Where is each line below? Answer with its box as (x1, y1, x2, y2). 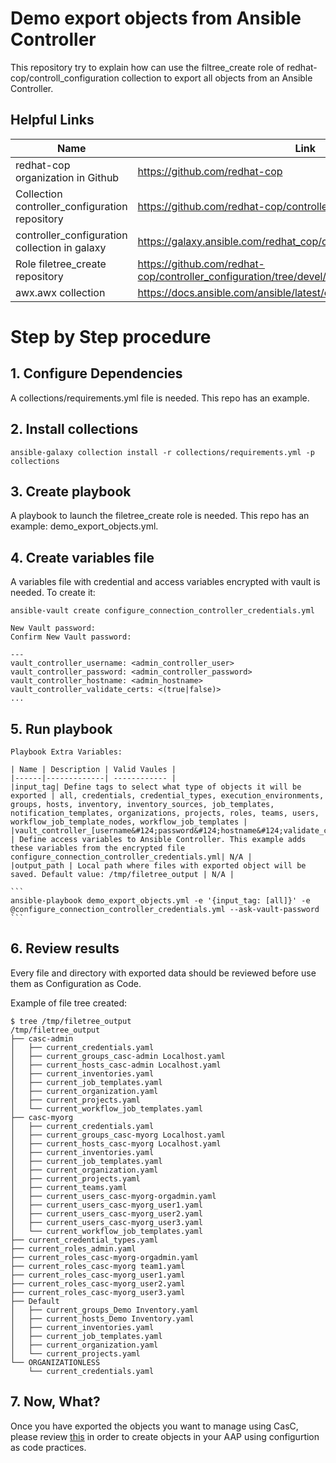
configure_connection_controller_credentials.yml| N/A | (10, 852, 253, 862)
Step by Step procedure (10, 325, 212, 348)
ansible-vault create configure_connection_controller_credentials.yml (10, 606, 315, 616)
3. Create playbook (10, 483, 132, 500)
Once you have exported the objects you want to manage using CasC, (10, 1420, 299, 1432)
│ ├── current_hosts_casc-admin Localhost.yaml (10, 1060, 222, 1070)
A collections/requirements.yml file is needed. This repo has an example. (10, 392, 310, 404)
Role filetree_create (15, 257, 107, 271)
